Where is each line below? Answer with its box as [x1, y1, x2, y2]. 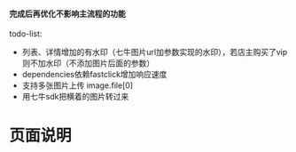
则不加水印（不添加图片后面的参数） [21, 58, 155, 68]
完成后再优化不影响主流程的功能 [9, 8, 126, 19]
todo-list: [9, 28, 43, 39]
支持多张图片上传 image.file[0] [21, 80, 134, 91]
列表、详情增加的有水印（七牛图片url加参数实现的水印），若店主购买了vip [21, 47, 288, 58]
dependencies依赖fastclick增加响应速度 [21, 69, 167, 80]
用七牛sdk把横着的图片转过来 [21, 92, 129, 102]
